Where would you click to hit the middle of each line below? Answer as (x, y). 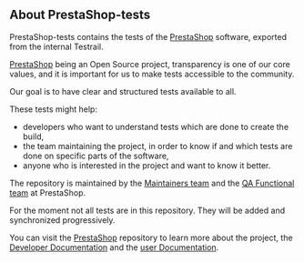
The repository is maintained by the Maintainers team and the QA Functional (152, 183)
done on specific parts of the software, (96, 156)
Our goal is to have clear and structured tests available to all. (123, 91)
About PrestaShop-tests (80, 15)
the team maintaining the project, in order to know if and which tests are (157, 146)
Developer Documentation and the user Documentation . (114, 247)
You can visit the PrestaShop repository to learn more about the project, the (151, 237)
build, (33, 136)
